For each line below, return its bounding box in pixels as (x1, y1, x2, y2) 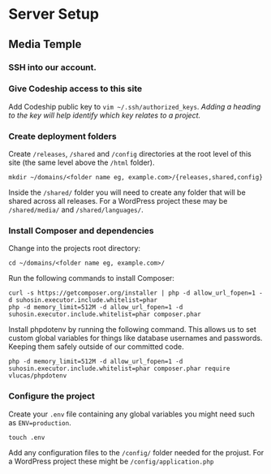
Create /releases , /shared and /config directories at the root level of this (8, 149, 252, 159)
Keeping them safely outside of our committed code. (8, 342, 184, 351)
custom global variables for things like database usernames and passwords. (8, 334, 263, 343)
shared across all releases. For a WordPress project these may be (8, 196, 228, 206)
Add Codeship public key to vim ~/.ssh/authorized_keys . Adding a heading (8, 101, 261, 111)
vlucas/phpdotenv (8, 372, 67, 380)
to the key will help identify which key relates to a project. (8, 110, 201, 120)
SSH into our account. (8, 62, 97, 73)
